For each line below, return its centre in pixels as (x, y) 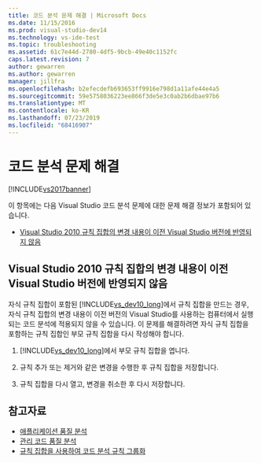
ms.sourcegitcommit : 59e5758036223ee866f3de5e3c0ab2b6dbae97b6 (114, 96)
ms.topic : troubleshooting (52, 45)
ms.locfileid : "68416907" (50, 125)
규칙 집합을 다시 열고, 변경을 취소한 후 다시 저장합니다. (102, 383)
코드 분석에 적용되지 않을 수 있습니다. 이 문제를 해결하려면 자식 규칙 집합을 (136, 324)
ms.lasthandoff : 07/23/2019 (54, 118)
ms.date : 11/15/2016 (42, 23)
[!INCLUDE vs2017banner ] (50, 189)
